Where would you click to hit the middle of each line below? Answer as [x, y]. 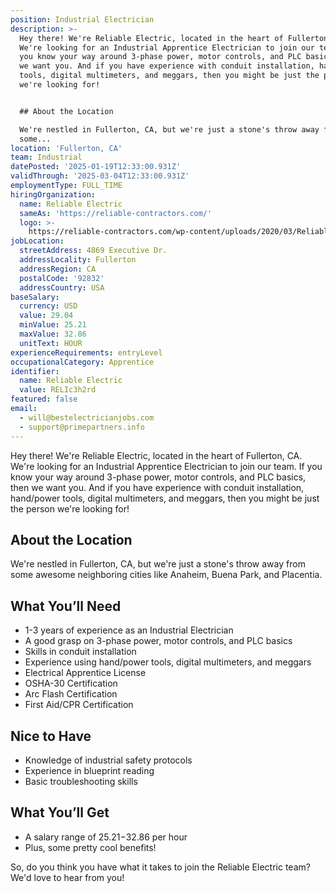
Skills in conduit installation [80, 652]
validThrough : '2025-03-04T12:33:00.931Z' [100, 176]
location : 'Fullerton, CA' [66, 148]
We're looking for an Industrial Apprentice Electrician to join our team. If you [166, 466]
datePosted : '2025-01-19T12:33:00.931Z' [96, 167]
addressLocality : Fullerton [78, 260]
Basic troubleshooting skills [81, 781]
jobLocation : [37, 241]
